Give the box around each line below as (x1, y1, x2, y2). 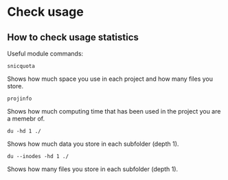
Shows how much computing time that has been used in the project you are (7, 107, 221, 115)
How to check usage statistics (7, 31, 139, 43)
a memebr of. (7, 114, 45, 123)
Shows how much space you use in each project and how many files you (7, 75, 214, 83)
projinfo (7, 95, 32, 102)
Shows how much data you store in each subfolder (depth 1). (7, 140, 179, 148)
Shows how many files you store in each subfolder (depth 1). (7, 165, 179, 173)
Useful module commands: (7, 49, 84, 57)
